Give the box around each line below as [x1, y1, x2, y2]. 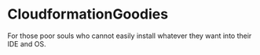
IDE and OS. [7, 39, 46, 48]
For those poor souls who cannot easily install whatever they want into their [7, 31, 252, 40]
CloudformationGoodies [7, 5, 169, 23]
